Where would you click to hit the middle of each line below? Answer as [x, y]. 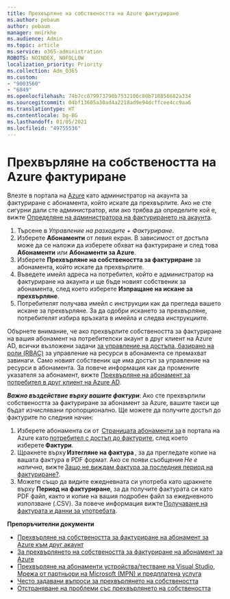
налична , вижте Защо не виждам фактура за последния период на [115, 467]
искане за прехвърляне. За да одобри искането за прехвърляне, [112, 311]
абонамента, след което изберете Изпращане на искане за [105, 289]
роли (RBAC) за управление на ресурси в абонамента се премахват [107, 353]
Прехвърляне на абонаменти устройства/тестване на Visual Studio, [116, 567]
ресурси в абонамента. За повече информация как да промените [103, 368]
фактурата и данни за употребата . [67, 511]
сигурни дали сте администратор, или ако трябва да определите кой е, [112, 210]
